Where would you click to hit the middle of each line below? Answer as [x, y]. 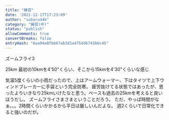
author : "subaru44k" [27, 19]
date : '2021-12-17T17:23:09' [36, 15]
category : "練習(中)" [27, 24]
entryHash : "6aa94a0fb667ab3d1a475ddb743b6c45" [57, 43]
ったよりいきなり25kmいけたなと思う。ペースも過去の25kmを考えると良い [84, 93]
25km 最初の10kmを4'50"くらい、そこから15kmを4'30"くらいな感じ [77, 69]
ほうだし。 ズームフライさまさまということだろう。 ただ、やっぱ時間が [80, 99]
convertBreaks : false [28, 39]
